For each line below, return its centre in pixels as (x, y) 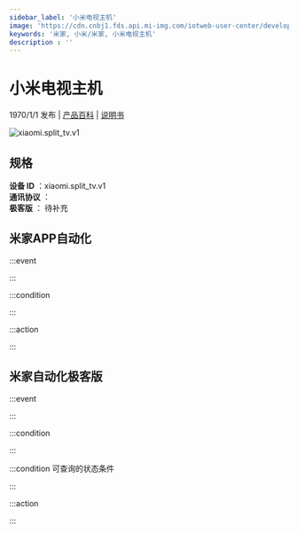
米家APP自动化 (50, 239)
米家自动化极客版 (56, 376)
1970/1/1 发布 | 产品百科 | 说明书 (67, 115)
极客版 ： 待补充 (39, 208)
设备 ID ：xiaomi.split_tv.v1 (58, 186)
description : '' (41, 42)
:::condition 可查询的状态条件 (62, 468)
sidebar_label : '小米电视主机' (63, 17)
